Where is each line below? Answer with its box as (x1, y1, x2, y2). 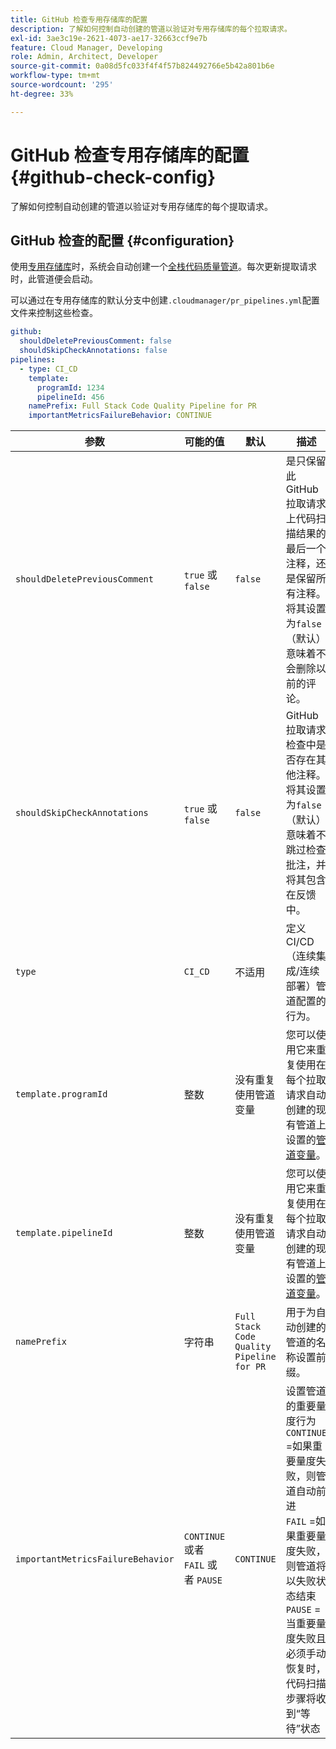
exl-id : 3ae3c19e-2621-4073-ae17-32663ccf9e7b (10, 33, 208, 43)
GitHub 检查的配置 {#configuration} (10, 232, 235, 249)
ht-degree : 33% (10, 89, 74, 99)
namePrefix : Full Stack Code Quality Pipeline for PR (28, 401, 257, 411)
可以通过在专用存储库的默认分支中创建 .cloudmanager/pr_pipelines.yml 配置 (10, 294, 320, 306)
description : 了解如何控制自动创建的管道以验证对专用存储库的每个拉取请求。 (10, 24, 292, 34)
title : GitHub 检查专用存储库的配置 (10, 14, 148, 25)
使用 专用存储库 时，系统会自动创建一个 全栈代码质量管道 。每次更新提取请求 (10, 261, 317, 273)
